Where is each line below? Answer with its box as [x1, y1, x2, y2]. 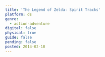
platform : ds [5, 12, 32, 17]
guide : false [5, 35, 32, 40]
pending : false [5, 40, 37, 45]
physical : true [5, 30, 37, 35]
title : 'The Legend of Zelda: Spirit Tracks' [5, 7, 101, 12]
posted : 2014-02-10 [5, 44, 46, 49]
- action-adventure [9, 21, 50, 26]
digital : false [5, 26, 37, 31]
